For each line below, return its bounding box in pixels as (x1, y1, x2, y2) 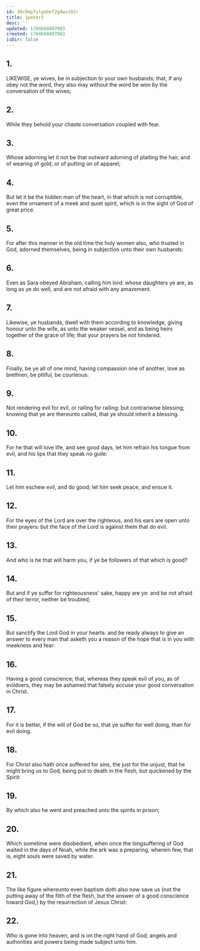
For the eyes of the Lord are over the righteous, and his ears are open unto (6, 516, 190, 524)
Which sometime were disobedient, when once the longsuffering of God (6, 840, 184, 847)
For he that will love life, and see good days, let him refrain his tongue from (6, 444, 190, 451)
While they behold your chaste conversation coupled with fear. (6, 120, 160, 128)
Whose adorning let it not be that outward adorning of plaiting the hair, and (6, 154, 190, 161)
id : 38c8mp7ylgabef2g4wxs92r (6, 8, 79, 15)
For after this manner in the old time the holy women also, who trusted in (6, 240, 184, 247)
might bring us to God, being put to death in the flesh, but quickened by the (6, 767, 192, 774)
